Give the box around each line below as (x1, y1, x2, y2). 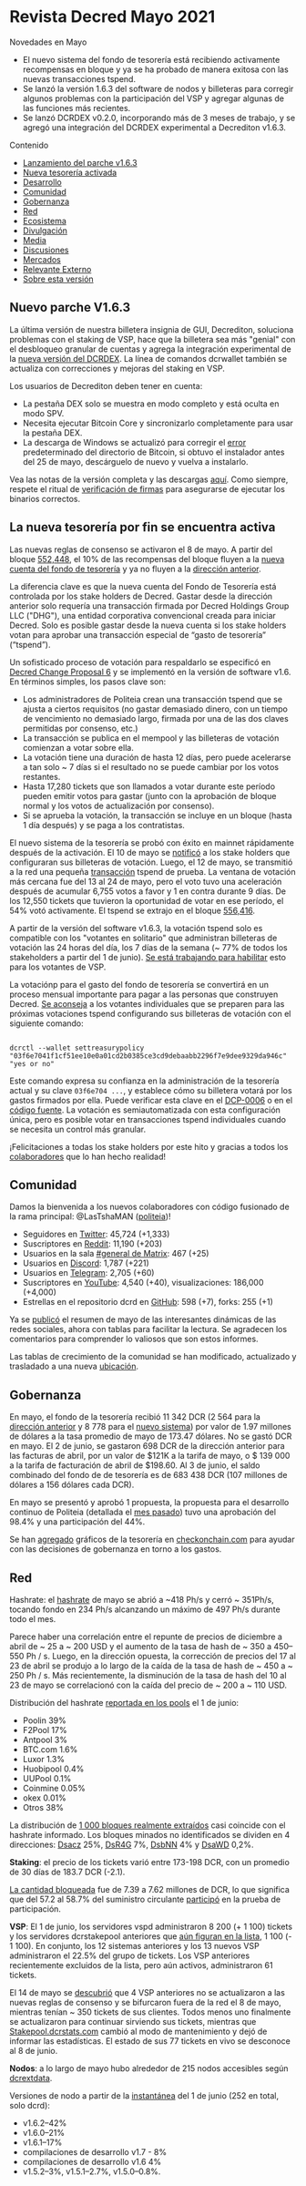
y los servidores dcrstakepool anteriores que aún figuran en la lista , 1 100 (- (9, 1931, 292, 1942)
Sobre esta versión (22, 273, 94, 284)
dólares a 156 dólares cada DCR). (9, 1479, 135, 1491)
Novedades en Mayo (9, 36, 87, 47)
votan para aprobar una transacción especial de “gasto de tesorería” (9, 629, 267, 640)
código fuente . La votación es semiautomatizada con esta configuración (9, 1104, 280, 1115)
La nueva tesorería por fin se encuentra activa (9, 519, 276, 535)
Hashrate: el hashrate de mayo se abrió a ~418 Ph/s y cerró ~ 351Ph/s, (9, 1595, 275, 1605)
